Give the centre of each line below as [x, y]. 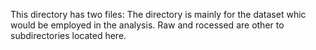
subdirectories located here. [68, 35]
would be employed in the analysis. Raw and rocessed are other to [147, 25]
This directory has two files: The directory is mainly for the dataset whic [158, 14]
